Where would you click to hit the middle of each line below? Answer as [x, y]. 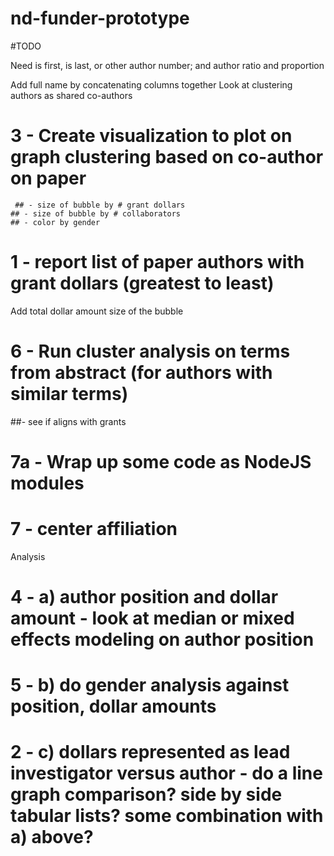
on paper [48, 178]
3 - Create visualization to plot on [151, 136]
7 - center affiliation [94, 529]
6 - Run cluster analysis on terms [150, 351]
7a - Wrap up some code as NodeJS [161, 461]
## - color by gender [55, 222]
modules [47, 483]
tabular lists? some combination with [167, 816]
